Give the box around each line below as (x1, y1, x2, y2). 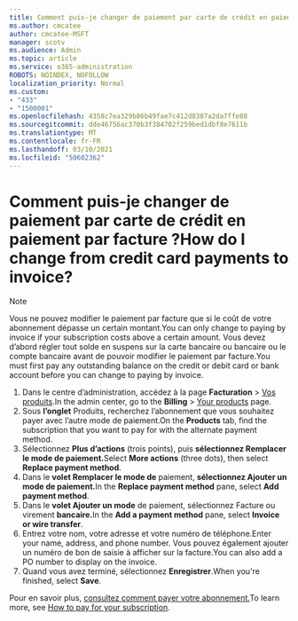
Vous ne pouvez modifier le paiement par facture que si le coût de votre (9, 313, 272, 324)
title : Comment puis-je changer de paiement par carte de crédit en (9, 12, 268, 22)
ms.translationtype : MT (9, 129, 98, 138)
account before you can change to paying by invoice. (9, 370, 204, 381)
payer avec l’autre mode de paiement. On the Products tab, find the (21, 415, 268, 426)
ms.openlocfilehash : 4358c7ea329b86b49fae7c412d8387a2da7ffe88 (9, 112, 248, 121)
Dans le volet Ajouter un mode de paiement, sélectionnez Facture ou (21, 500, 276, 511)
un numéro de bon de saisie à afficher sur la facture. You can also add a (21, 547, 283, 558)
